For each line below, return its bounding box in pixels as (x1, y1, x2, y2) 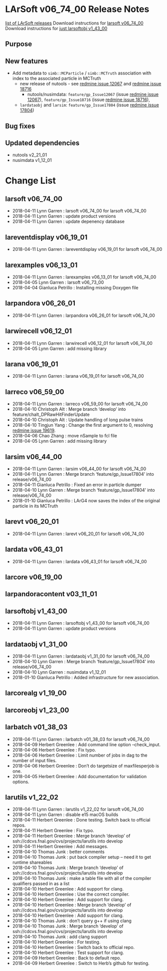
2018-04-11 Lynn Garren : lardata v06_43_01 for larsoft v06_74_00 (12, 558, 147, 564)
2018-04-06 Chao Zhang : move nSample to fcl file (12, 433, 117, 439)
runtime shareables (12, 860, 52, 866)
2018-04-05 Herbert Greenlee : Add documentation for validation (12, 773, 147, 779)
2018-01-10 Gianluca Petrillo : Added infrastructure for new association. (12, 675, 160, 681)
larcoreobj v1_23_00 (5, 706, 69, 714)
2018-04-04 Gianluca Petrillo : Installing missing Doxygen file (12, 284, 139, 290)
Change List (5, 175, 56, 186)
